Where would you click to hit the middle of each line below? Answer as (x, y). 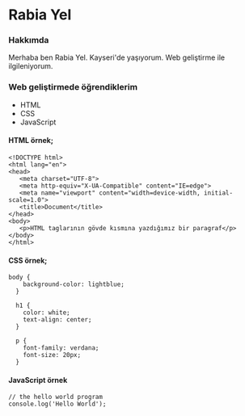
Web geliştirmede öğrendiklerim (73, 87)
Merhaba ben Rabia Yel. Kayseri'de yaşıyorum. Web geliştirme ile (117, 57)
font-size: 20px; (52, 355)
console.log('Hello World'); (57, 404)
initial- (218, 193)
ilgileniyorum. (31, 66)
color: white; (46, 313)
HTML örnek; (31, 141)
